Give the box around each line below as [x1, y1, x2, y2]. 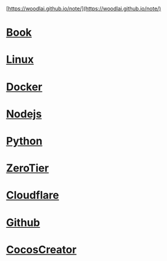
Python [6, 134, 42, 148]
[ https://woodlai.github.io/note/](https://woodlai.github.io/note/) [6, 5, 161, 12]
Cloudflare [6, 189, 59, 202]
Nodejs [6, 107, 42, 120]
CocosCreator [6, 243, 77, 256]
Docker [6, 80, 42, 94]
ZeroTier [6, 161, 49, 175]
